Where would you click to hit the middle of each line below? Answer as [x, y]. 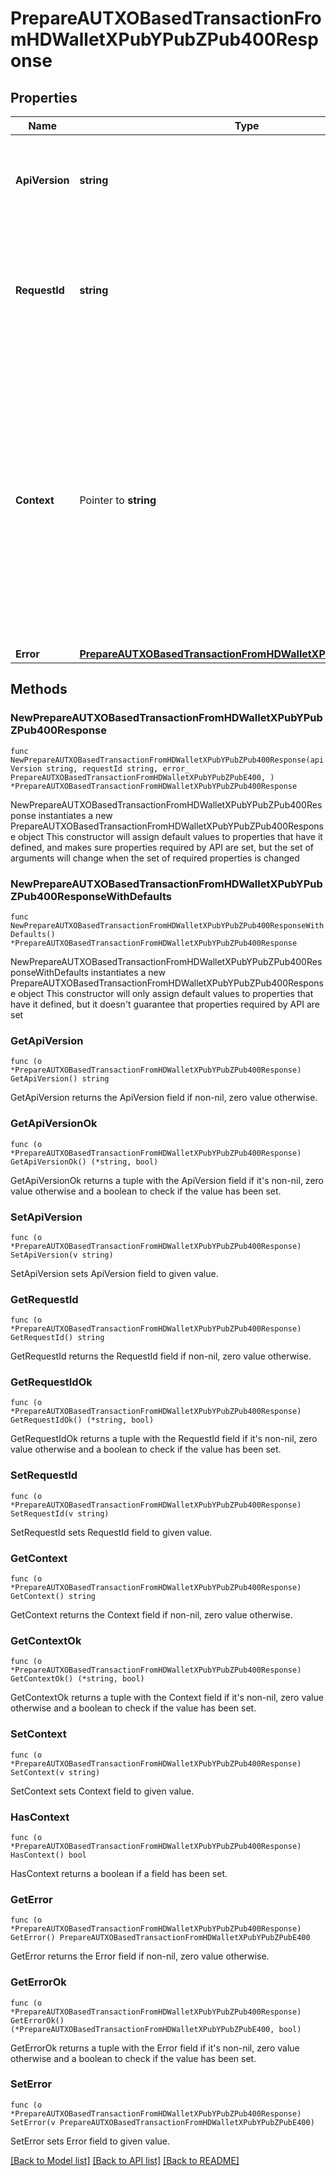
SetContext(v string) [55, 1772]
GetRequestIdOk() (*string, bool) [82, 1420]
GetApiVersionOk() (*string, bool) [84, 1162]
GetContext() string [53, 1597]
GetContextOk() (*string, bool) [77, 1679]
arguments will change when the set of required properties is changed [155, 858]
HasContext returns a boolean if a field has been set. [119, 1873]
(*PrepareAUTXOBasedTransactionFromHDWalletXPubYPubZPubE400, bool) [156, 2029]
